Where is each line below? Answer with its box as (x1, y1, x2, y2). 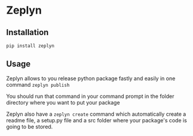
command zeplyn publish (6, 81, 70, 88)
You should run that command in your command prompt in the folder (6, 93, 175, 100)
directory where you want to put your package (6, 99, 120, 106)
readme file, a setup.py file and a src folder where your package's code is (6, 116, 188, 124)
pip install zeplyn (6, 43, 55, 49)
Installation (6, 27, 49, 37)
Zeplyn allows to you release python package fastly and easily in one (6, 75, 176, 82)
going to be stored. (6, 123, 53, 130)
